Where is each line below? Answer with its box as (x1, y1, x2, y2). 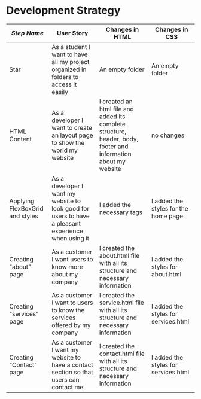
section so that (51, 368, 94, 376)
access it (51, 80, 77, 89)
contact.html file (99, 349, 145, 358)
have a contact (51, 360, 94, 368)
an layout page (51, 131, 94, 139)
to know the (51, 306, 85, 314)
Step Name (11, 29, 44, 37)
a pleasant (51, 219, 81, 227)
